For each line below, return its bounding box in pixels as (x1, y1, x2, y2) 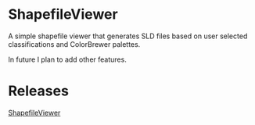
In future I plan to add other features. (8, 55, 127, 64)
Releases (8, 82, 69, 100)
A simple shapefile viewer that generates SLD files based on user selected (8, 31, 248, 41)
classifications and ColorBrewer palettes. (8, 39, 141, 48)
